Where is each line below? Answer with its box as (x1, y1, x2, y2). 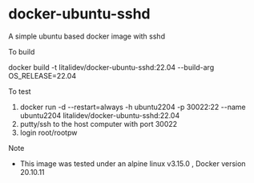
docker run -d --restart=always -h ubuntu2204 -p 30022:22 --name (19, 102, 246, 112)
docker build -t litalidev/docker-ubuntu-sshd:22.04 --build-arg (8, 62, 215, 72)
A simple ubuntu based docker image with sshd (8, 31, 166, 41)
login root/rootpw (19, 128, 78, 137)
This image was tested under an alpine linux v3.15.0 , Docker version (19, 158, 246, 169)
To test (8, 86, 31, 96)
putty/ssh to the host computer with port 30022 (19, 119, 178, 128)
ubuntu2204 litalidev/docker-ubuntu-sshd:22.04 (19, 110, 180, 120)
